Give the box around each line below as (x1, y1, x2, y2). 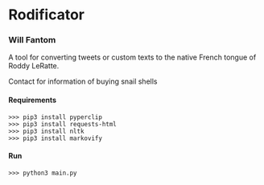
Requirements (8, 95, 57, 105)
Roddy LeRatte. (8, 61, 60, 71)
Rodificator (8, 6, 85, 24)
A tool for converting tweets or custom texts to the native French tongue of (8, 52, 257, 62)
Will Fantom (8, 35, 56, 46)
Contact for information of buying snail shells (8, 76, 158, 86)
